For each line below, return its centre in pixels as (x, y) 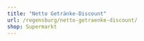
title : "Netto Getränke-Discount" (57, 14)
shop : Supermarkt (32, 26)
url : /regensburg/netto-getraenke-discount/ (72, 20)
